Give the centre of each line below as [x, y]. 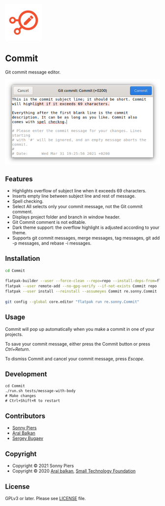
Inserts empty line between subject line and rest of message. [74, 196]
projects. [14, 334]
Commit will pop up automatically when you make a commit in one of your [80, 329]
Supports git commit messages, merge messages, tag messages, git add [86, 238]
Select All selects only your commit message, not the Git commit [77, 206]
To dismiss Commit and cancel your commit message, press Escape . [75, 359]
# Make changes [21, 396]
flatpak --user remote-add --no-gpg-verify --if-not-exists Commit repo [81, 286]
